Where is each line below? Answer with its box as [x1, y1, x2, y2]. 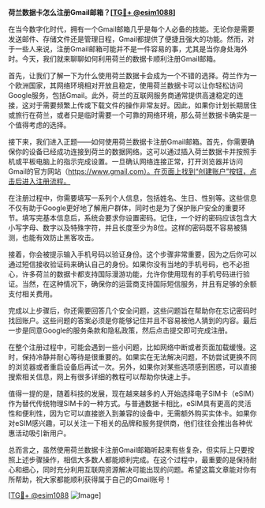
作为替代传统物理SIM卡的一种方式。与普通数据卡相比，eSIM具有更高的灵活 [8, 399, 252, 408]
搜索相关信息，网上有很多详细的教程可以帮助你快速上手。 [8, 372, 195, 382]
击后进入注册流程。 [8, 177, 71, 186]
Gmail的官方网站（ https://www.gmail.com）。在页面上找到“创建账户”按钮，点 [8, 167, 257, 176]
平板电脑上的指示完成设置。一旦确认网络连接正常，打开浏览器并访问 [21, 157, 243, 166]
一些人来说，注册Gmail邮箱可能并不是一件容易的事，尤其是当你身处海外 [14, 44, 248, 54]
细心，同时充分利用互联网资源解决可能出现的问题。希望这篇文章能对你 [21, 465, 250, 474]
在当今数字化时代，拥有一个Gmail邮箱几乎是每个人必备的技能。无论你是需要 [8, 24, 255, 34]
